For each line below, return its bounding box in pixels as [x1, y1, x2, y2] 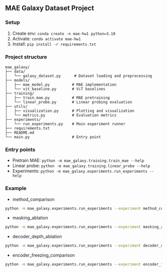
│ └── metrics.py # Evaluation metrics [5, 112, 117, 118]
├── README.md [5, 130, 35, 135]
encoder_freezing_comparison [12, 252, 75, 259]
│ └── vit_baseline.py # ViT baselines [5, 86, 106, 91]
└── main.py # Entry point [5, 134, 101, 139]
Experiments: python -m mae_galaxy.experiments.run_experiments [12, 168, 148, 174]
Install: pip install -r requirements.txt [12, 41, 96, 47]
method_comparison [12, 196, 55, 202]
